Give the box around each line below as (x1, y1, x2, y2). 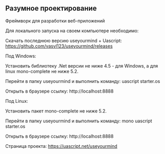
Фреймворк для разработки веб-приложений (5, 17, 105, 24)
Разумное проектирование (5, 4, 97, 13)
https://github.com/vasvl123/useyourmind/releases (5, 43, 113, 49)
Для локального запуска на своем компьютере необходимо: (5, 28, 139, 34)
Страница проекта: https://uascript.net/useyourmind (5, 143, 117, 149)
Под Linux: (5, 98, 28, 104)
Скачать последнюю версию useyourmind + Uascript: (5, 37, 122, 43)
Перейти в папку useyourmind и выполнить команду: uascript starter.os (5, 78, 160, 84)
